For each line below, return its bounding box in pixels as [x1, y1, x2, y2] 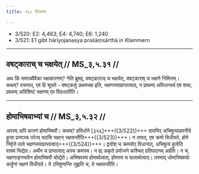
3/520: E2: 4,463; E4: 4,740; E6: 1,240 [14, 30, 108, 37]
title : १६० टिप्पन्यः [6, 8, 47, 15]
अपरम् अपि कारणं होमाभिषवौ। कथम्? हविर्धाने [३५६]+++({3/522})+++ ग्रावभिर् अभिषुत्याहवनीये [6, 127, 191, 134]
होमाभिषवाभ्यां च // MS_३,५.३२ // [6, 111, 106, 122]
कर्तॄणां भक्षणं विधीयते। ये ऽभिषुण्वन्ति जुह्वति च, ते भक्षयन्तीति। [6, 161, 118, 168]
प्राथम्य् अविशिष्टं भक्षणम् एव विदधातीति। [6, 88, 79, 96]
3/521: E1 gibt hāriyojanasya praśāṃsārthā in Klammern [14, 36, 150, 43]
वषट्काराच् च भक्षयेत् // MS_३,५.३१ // [6, 59, 120, 69]
